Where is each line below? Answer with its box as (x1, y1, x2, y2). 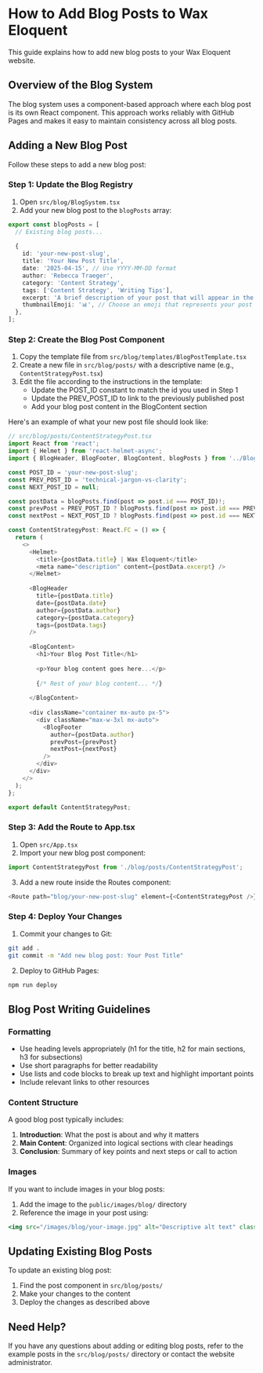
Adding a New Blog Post (8, 139, 128, 152)
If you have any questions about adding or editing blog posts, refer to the (8, 1341, 244, 1351)
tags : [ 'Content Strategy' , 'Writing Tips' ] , (22, 286, 174, 295)
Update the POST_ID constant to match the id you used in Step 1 (31, 386, 239, 395)
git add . (8, 944, 41, 952)
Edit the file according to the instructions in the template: (19, 377, 203, 386)
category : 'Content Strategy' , (22, 279, 124, 287)
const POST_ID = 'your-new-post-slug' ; (8, 468, 139, 476)
